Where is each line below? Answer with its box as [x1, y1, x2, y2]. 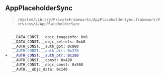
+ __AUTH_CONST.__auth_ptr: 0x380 [5, 53, 79, 58]
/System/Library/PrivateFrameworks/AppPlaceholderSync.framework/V [17, 17, 160, 22]
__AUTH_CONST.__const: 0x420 [11, 58, 72, 63]
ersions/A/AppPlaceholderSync [17, 21, 81, 26]
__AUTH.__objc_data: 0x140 [11, 67, 68, 72]
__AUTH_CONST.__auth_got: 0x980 [11, 44, 79, 49]
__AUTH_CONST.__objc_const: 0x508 [11, 62, 83, 68]
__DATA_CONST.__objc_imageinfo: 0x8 [11, 34, 88, 39]
